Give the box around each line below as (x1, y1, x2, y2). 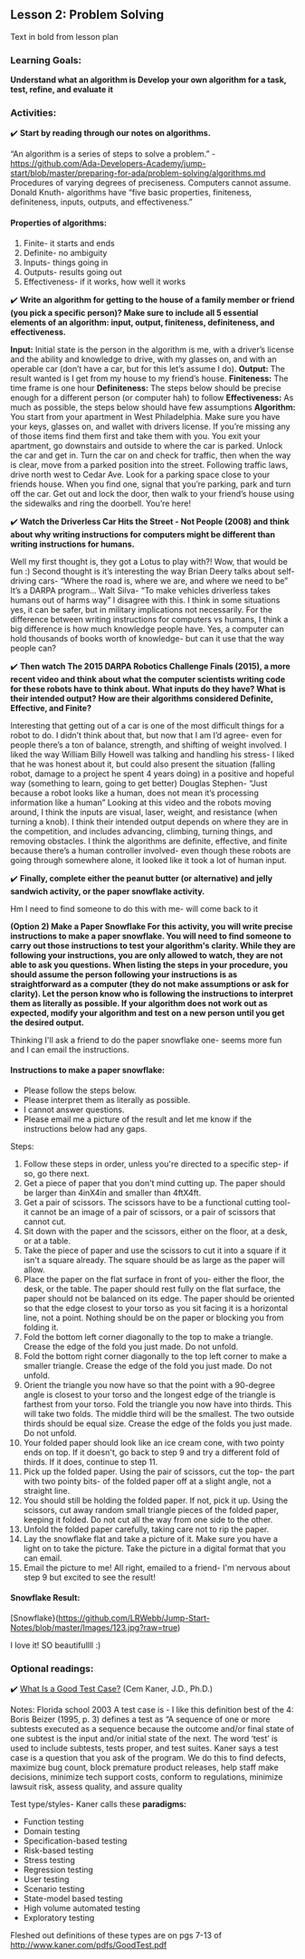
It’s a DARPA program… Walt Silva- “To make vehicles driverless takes (10, 585, 271, 595)
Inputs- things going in (23, 257, 109, 268)
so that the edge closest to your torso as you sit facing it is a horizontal (23, 1302, 289, 1313)
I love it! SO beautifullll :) (10, 1640, 101, 1650)
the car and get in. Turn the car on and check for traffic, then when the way (10, 450, 291, 461)
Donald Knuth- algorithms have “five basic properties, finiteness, (10, 187, 253, 198)
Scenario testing (23, 1884, 85, 1895)
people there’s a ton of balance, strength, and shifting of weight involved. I (10, 739, 288, 750)
